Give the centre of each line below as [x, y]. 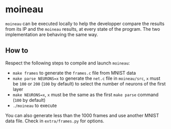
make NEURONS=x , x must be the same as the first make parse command [86, 94]
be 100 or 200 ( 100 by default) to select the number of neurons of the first [89, 83]
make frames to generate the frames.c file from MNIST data [74, 73]
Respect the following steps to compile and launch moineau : [68, 63]
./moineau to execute [35, 105]
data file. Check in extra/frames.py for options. [55, 121]
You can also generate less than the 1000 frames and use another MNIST [82, 115]
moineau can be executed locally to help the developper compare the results [85, 24]
